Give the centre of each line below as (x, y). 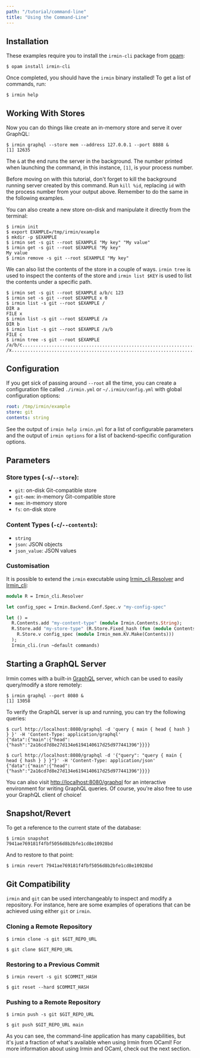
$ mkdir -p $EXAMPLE (32, 237)
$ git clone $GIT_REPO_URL (40, 949)
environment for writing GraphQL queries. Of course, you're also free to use (99, 788)
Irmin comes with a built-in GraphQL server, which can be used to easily (95, 678)
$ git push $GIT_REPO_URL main (45, 1025)
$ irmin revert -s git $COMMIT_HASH (51, 977)
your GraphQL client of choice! (44, 794)
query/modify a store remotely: (44, 685)
